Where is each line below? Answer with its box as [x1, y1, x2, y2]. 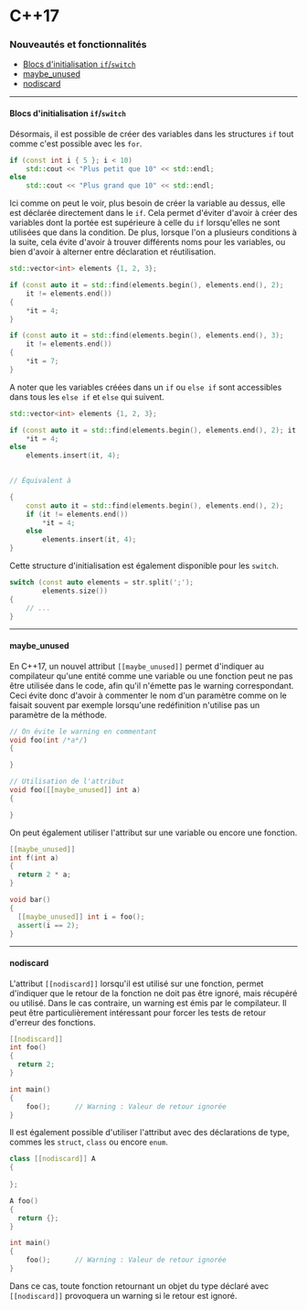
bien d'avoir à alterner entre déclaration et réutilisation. [9, 246, 217, 257]
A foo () [9, 1196, 39, 1206]
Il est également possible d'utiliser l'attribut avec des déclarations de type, [9, 1127, 290, 1138]
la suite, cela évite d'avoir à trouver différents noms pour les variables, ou [9, 237, 286, 248]
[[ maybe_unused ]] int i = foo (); [17, 912, 145, 921]
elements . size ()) [42, 586, 108, 596]
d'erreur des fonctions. [9, 1016, 96, 1027]
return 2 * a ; [17, 870, 71, 879]
